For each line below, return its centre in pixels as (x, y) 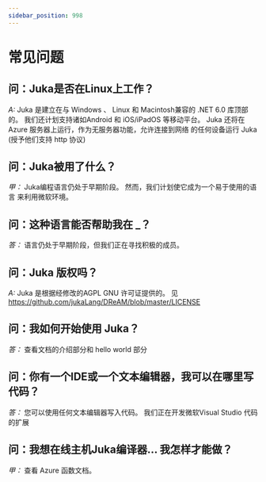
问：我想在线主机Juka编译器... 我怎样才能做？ (121, 450)
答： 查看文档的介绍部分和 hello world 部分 (78, 349)
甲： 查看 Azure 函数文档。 (52, 470)
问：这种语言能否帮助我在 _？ (80, 224)
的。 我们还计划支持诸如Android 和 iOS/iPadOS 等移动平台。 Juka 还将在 (127, 119)
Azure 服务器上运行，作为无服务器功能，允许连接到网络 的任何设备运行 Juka (133, 129)
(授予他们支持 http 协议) (47, 139)
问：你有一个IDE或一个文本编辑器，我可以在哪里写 (131, 377)
